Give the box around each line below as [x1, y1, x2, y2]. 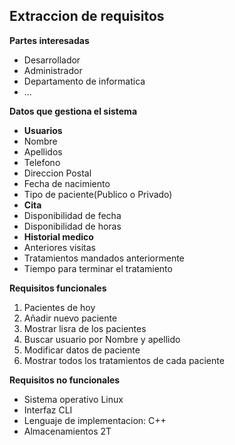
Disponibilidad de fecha [23, 209, 122, 221]
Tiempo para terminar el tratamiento [23, 262, 173, 274]
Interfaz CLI [23, 404, 73, 416]
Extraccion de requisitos [9, 8, 165, 25]
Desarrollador [23, 54, 81, 66]
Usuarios [23, 124, 63, 136]
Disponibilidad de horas [23, 220, 122, 232]
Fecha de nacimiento [23, 177, 111, 189]
